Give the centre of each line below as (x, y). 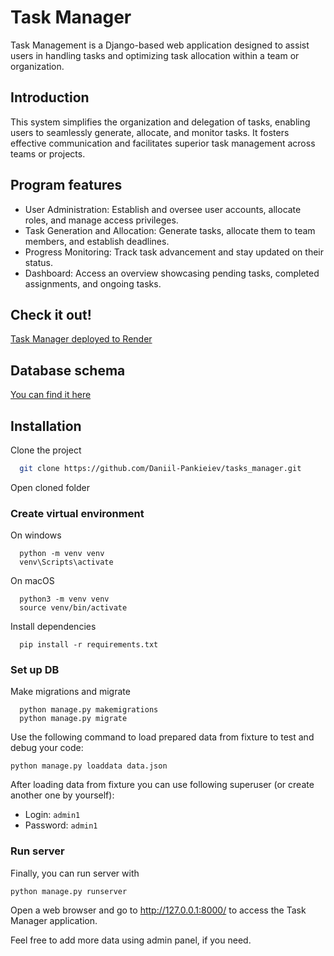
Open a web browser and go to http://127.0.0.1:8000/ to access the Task (158, 910)
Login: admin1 (52, 815)
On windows (36, 535)
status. (38, 262)
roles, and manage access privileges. (101, 220)
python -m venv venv (62, 554)
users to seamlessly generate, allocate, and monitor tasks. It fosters (150, 132)
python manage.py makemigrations (89, 710)
